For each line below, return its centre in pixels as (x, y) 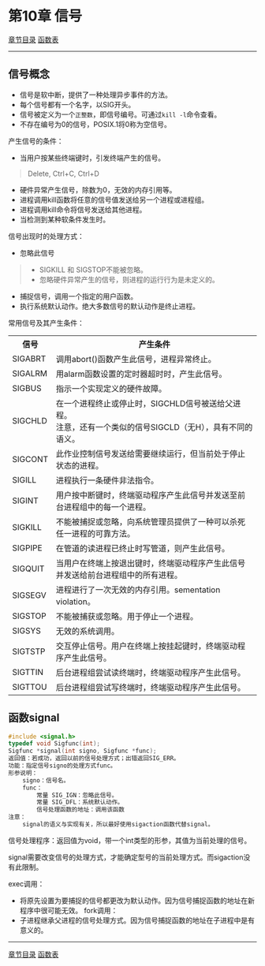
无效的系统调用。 (88, 631)
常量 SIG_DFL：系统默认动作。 (80, 802)
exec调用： (26, 883)
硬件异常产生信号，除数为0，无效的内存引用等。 (98, 189)
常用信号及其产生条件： (46, 323)
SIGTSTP (29, 651)
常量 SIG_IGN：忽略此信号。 (77, 795)
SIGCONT (30, 459)
